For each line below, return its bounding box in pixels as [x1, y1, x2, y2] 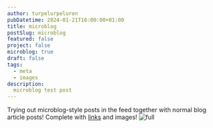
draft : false [7, 55, 45, 62]
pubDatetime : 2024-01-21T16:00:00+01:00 [7, 17, 125, 23]
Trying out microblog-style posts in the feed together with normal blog [7, 106, 207, 114]
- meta [13, 67, 32, 74]
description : [7, 81, 45, 87]
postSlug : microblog [7, 29, 67, 36]
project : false [7, 42, 51, 49]
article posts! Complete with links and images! [7, 113, 137, 121]
